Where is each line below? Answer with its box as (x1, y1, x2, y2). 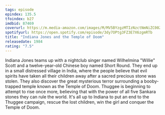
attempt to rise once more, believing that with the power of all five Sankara (5, 88, 156, 94)
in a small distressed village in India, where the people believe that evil (5, 67, 147, 74)
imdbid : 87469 (5, 21, 34, 26)
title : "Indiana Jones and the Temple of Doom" (5, 35, 105, 40)
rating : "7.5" (5, 44, 34, 49)
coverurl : (5, 26, 26, 30)
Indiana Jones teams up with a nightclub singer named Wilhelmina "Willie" (5, 57, 156, 63)
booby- (144, 78, 159, 84)
